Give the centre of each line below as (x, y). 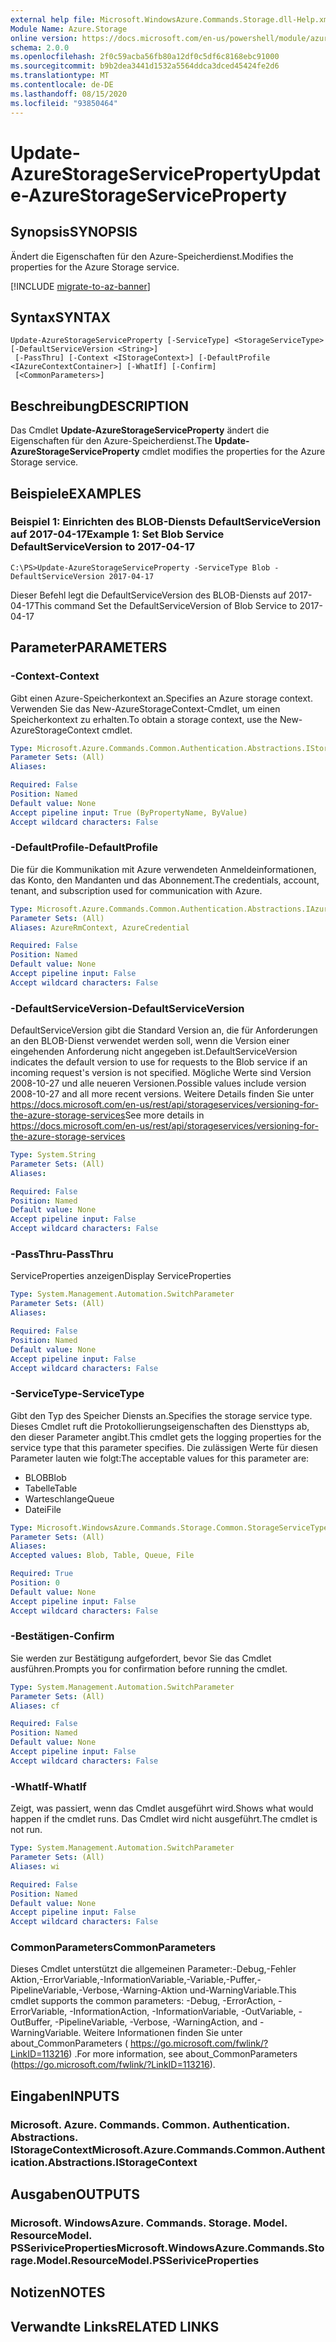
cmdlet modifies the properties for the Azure (233, 452)
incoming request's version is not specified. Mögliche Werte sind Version (161, 1073)
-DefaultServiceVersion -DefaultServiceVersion (127, 1008)
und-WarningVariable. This (243, 1990)
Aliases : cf (35, 1706)
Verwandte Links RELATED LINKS (115, 2326)
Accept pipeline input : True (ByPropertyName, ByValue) (129, 812)
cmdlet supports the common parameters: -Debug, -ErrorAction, (143, 2001)
